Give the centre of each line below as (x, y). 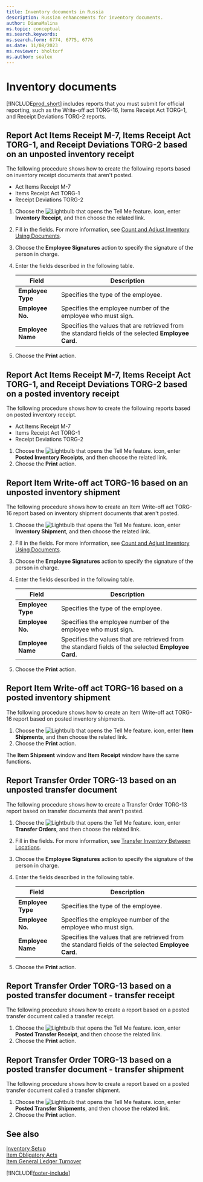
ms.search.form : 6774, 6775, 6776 (50, 40)
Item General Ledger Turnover (44, 1161)
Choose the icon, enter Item (104, 730)
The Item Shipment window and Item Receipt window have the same (93, 755)
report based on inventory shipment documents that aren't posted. (96, 513)
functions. (19, 761)
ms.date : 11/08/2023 (32, 46)
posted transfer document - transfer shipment (95, 1069)
